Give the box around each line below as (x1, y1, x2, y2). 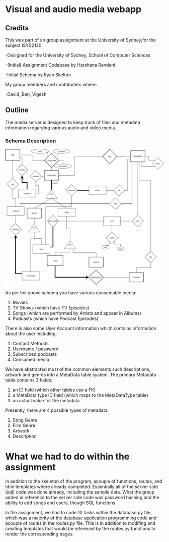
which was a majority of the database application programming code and (5, 515, 157, 521)
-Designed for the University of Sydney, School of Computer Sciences (5, 52, 151, 58)
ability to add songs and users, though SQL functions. (5, 500, 117, 506)
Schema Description (5, 137, 56, 144)
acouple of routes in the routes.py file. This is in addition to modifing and (5, 520, 156, 526)
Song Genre (12, 417, 38, 423)
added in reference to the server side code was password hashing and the (5, 494, 160, 500)
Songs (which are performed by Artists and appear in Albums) (12, 310, 142, 316)
